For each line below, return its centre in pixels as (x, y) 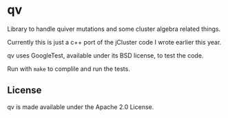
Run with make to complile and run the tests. (69, 69)
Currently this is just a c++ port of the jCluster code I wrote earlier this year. (114, 42)
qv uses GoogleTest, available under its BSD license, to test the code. (105, 55)
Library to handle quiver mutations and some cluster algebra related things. (114, 29)
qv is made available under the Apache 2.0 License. (81, 107)
